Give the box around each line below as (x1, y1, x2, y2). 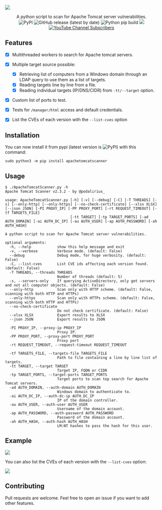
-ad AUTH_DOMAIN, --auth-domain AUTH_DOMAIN (9, 385, 101, 390)
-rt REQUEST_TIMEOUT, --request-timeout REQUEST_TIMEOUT (9, 342, 127, 347)
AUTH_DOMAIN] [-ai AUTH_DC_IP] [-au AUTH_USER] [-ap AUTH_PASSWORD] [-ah (5, 219, 158, 224)
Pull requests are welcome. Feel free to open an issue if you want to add (5, 495, 149, 501)
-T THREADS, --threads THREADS (9, 270, 73, 275)
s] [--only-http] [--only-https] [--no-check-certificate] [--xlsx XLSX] (5, 202, 158, 207)
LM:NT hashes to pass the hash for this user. (57, 423, 153, 428)
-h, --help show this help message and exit (9, 244, 125, 249)
